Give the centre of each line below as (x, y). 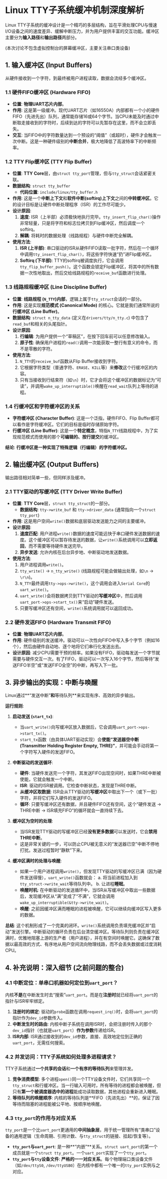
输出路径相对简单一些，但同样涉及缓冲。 (46, 477)
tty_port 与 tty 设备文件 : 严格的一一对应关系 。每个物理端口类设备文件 (83, 1159)
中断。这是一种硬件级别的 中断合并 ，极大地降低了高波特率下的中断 (84, 141)
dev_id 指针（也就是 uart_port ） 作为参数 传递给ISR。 (65, 1030)
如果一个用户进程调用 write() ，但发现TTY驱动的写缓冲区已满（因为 (88, 871)
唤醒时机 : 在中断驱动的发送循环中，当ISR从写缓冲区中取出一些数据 (87, 890)
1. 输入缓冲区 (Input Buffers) (49, 65)
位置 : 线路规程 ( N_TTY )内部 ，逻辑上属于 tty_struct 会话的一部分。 (78, 299)
